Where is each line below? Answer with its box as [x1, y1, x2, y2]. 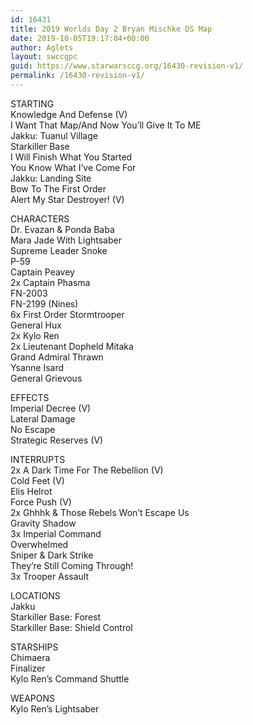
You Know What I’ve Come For [10, 161, 137, 173]
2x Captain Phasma [10, 276, 91, 288]
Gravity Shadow [10, 517, 77, 529]
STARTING [10, 97, 55, 110]
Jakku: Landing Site [10, 172, 92, 184]
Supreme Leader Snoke [10, 244, 108, 256]
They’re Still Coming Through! [10, 559, 134, 571]
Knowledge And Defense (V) [10, 108, 128, 120]
